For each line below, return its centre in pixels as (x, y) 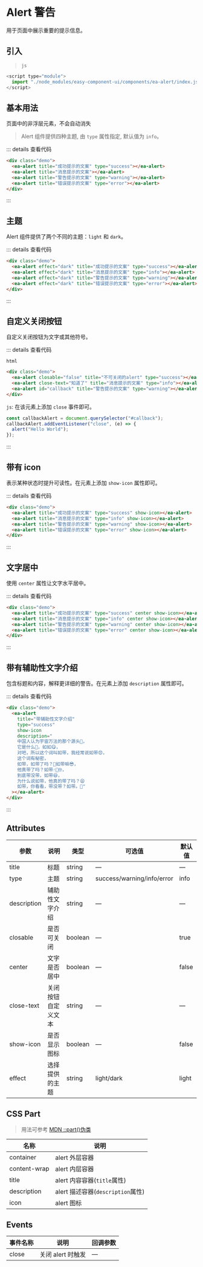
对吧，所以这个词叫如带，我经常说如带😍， (62, 753)
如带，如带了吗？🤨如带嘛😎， (48, 764)
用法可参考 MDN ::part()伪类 (56, 1129)
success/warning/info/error (134, 878)
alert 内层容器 (75, 1169)
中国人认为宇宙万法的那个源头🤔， (52, 742)
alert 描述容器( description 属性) (100, 1191)
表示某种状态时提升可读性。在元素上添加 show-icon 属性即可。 (84, 483)
